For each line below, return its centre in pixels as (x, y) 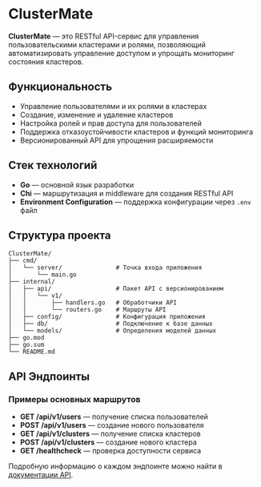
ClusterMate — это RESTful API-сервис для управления (104, 36)
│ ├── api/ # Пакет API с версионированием (116, 289)
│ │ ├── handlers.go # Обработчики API (93, 303)
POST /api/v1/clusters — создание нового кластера (108, 442)
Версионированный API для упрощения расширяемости (116, 140)
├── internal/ (32, 282)
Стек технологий (53, 165)
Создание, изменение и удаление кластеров (96, 115)
